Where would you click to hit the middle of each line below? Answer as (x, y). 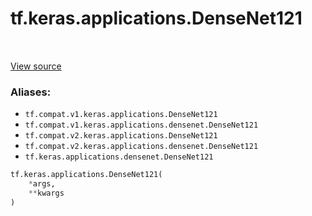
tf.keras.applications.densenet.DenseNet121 (119, 157)
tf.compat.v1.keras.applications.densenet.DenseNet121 (141, 125)
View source (36, 66)
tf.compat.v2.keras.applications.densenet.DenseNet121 (141, 147)
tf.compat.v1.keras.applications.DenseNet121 (121, 115)
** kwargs (46, 193)
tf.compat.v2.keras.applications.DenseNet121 (121, 136)
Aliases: (31, 92)
